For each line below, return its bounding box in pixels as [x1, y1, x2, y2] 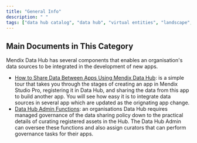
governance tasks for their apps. [14, 130, 94, 138]
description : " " [6, 14, 49, 20]
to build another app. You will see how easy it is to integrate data [14, 93, 171, 100]
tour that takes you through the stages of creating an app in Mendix [14, 80, 178, 88]
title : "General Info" [6, 8, 62, 15]
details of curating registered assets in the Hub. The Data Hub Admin [14, 118, 182, 125]
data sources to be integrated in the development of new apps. [6, 63, 158, 70]
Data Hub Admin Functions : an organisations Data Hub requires [14, 105, 168, 113]
